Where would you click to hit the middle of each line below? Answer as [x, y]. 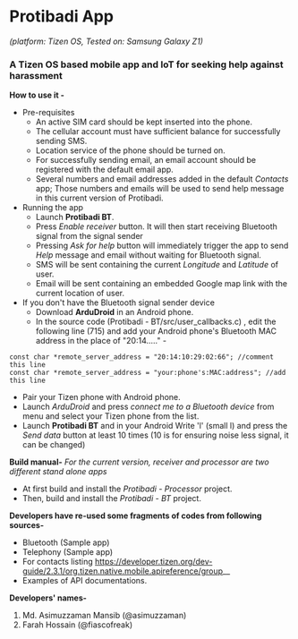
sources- [27, 525]
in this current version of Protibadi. [99, 198]
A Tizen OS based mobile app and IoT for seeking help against [146, 64]
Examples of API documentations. [85, 581]
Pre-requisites [48, 113]
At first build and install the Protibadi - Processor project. [127, 489]
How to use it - [37, 95]
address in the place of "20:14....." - [101, 341]
